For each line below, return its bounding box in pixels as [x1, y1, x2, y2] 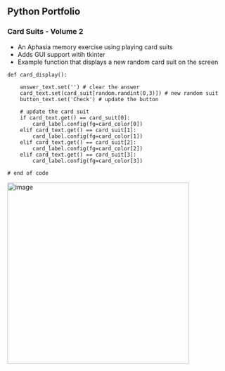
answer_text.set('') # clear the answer [20, 84, 140, 91]
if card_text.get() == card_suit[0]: [20, 114, 131, 122]
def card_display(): [7, 71, 68, 78]
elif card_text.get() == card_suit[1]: [20, 126, 137, 134]
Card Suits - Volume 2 [7, 27, 84, 37]
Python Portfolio [7, 6, 81, 18]
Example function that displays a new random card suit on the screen [17, 58, 219, 66]
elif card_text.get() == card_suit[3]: [20, 151, 137, 158]
